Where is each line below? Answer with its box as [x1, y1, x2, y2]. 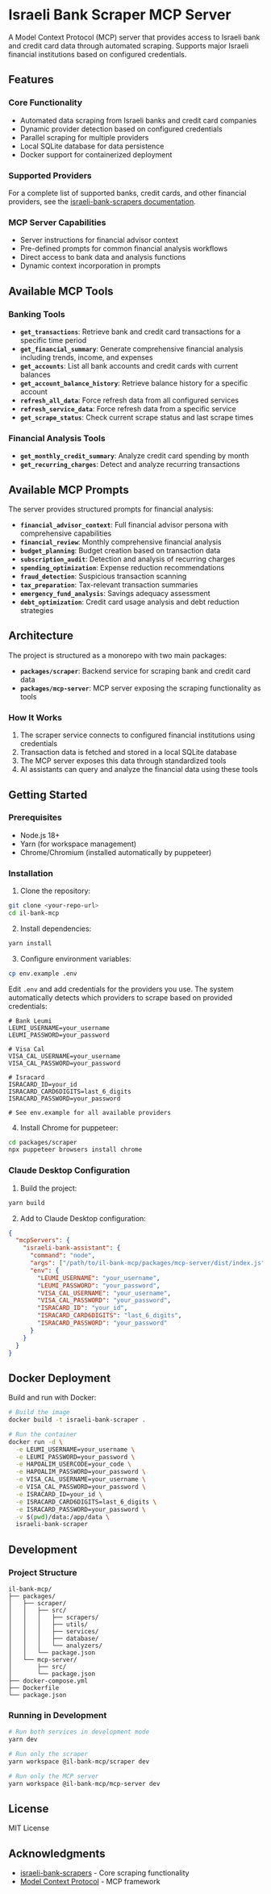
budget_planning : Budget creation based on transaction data [19, 546, 221, 556]
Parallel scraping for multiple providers [19, 132, 149, 142]
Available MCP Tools [8, 284, 115, 298]
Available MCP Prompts [8, 482, 129, 497]
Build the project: [19, 1183, 77, 1193]
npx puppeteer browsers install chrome [8, 1145, 143, 1154]
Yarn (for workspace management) [19, 839, 137, 849]
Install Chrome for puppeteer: [19, 1123, 119, 1133]
